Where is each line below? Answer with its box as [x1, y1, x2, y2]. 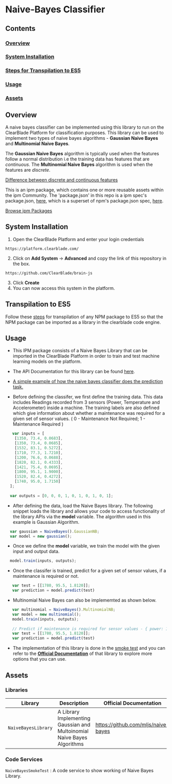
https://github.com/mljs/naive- [95, 721, 170, 728]
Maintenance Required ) [12, 421, 64, 427]
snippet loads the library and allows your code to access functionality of [12, 508, 165, 514]
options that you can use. [12, 656, 67, 662]
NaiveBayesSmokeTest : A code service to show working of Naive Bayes [5, 768, 154, 774]
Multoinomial [57, 727, 89, 735]
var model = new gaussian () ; [10, 534, 72, 539]
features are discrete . [5, 167, 51, 173]
